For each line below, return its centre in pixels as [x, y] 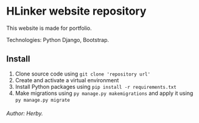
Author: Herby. [25, 113]
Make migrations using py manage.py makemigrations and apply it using [104, 93]
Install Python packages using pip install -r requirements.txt [96, 86]
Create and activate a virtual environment [67, 80]
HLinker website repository [76, 11]
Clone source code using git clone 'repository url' [83, 74]
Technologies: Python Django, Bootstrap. [58, 40]
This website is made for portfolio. [49, 28]
